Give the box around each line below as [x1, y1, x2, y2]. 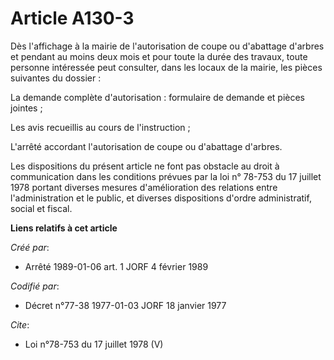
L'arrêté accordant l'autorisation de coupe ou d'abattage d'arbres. [10, 140, 283, 152]
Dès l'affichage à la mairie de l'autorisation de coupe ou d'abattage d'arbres [10, 40, 325, 52]
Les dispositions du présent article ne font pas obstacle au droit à [10, 160, 280, 172]
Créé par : [10, 241, 50, 253]
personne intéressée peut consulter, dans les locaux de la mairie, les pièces [10, 61, 323, 73]
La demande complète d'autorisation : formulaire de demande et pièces [10, 91, 305, 103]
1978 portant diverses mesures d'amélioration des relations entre [10, 181, 278, 193]
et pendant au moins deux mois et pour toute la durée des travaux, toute [10, 50, 308, 62]
